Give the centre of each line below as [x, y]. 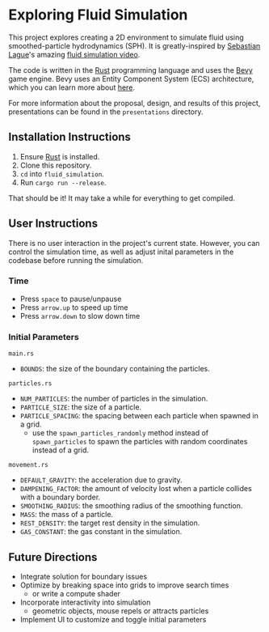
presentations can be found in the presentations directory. [106, 112]
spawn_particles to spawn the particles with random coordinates [140, 442]
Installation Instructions [70, 137]
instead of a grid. [61, 450]
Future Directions [53, 557]
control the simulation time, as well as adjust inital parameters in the [121, 252]
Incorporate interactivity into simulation [85, 602]
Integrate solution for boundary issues [84, 576]
